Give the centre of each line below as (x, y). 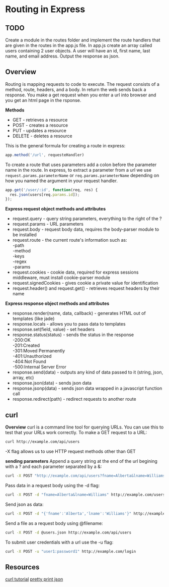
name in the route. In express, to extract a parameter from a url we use (78, 170)
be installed (24, 235)
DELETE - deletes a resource (42, 136)
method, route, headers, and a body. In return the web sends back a (76, 89)
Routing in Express (45, 9)
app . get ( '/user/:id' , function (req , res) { (52, 190)
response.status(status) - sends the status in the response (73, 335)
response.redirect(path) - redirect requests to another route (74, 399)
